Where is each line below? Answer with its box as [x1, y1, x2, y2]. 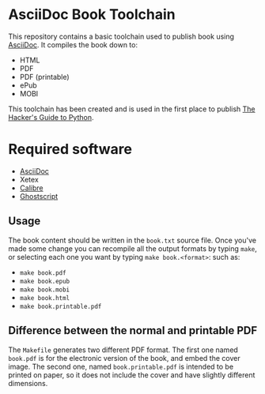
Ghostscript [19, 191, 59, 201]
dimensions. [8, 378, 48, 388]
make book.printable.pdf [19, 302, 102, 310]
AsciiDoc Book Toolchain [8, 6, 176, 24]
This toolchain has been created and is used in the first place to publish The [8, 104, 256, 114]
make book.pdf [19, 268, 66, 277]
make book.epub [19, 277, 70, 285]
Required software [8, 141, 133, 159]
